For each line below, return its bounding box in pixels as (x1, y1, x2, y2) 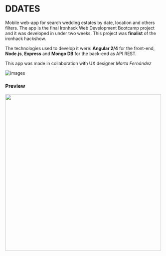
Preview (5, 82, 25, 89)
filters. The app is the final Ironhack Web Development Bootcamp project (5, 25, 155, 31)
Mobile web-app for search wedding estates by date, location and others (5, 20, 155, 26)
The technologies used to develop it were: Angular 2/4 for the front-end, (5, 45, 155, 51)
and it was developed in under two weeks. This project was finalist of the (5, 30, 156, 36)
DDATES (5, 3, 40, 15)
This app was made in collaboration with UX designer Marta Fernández (5, 60, 152, 66)
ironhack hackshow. (5, 36, 46, 42)
